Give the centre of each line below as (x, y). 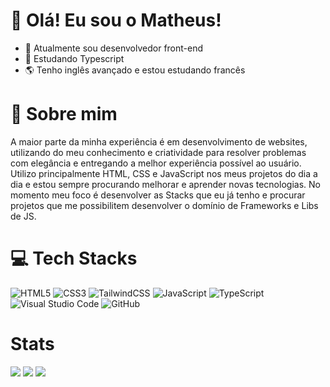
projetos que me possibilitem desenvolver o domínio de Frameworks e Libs (164, 205)
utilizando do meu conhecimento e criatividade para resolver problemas (158, 152)
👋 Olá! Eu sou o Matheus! (116, 20)
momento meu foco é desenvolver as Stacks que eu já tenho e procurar (158, 195)
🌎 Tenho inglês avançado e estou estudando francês (135, 70)
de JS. (23, 216)
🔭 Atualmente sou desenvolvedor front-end (114, 48)
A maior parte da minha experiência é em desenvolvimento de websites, (159, 141)
